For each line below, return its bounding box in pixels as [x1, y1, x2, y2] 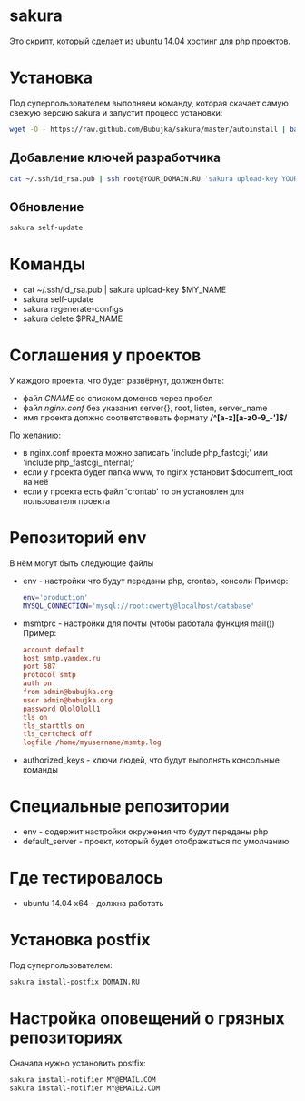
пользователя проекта [22, 496, 111, 506]
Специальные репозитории [9, 796, 230, 817]
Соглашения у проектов [9, 345, 202, 366]
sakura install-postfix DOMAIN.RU [9, 977, 141, 986]
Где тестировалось [9, 868, 163, 888]
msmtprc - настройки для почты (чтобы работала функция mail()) [22, 618, 275, 629]
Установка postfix [9, 930, 151, 951]
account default [22, 645, 84, 654]
